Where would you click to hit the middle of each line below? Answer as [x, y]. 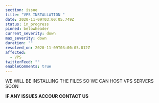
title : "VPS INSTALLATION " [35, 15]
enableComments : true [28, 66]
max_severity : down [26, 39]
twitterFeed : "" [22, 62]
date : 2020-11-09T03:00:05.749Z [40, 19]
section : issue [21, 10]
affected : [16, 52]
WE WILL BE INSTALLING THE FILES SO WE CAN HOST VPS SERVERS [79, 81]
